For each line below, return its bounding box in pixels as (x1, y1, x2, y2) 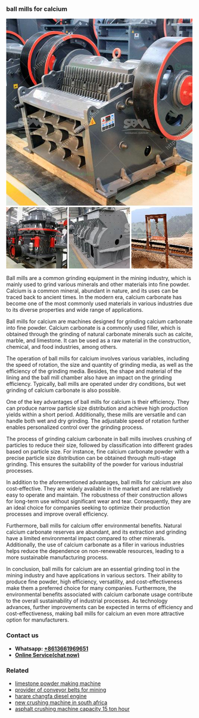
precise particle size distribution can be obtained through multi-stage (6, 454, 176, 462)
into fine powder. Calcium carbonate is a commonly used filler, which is (6, 324, 181, 331)
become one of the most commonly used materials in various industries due (6, 300, 193, 307)
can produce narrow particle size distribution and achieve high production (6, 404, 188, 412)
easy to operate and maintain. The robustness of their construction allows (6, 491, 188, 498)
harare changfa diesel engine (14, 692, 87, 699)
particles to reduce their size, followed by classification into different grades (6, 442, 193, 449)
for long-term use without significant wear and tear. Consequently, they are (6, 498, 191, 505)
